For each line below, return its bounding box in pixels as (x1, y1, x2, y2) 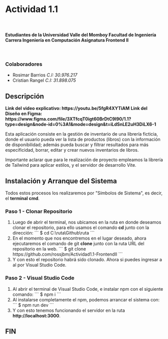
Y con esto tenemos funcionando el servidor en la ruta (12, 307, 125, 313)
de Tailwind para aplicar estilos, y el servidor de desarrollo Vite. (5, 162, 136, 168)
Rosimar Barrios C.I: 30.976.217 (12, 72, 78, 78)
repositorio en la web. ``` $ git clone (12, 246, 86, 252)
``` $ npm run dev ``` (12, 302, 54, 308)
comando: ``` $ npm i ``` (12, 291, 61, 297)
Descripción (5, 92, 44, 100)
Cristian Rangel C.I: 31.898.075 (12, 77, 76, 83)
